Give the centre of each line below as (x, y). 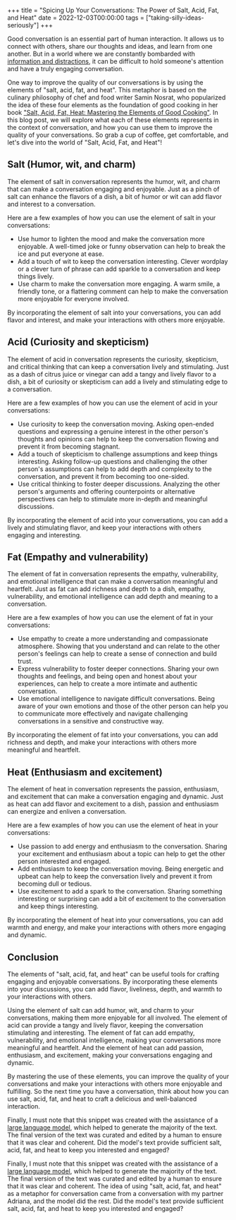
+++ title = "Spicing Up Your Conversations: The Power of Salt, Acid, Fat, (113, 10)
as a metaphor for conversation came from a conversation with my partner (116, 1194)
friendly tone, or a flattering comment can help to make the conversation (123, 291)
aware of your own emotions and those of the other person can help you (123, 706)
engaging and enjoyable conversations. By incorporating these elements (112, 982)
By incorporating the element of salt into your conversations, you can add (114, 312)
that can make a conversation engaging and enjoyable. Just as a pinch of (113, 189)
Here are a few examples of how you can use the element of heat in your (113, 825)
